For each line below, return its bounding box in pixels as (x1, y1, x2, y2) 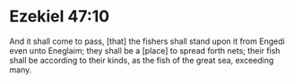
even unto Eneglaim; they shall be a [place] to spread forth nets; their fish (9, 45, 281, 55)
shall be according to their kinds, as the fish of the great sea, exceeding (9, 55, 274, 65)
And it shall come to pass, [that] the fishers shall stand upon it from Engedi (9, 36, 285, 46)
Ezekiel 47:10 (9, 6, 110, 27)
